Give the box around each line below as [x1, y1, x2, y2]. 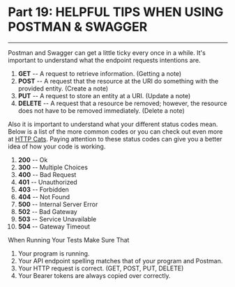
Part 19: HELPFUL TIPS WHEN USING [8, 4, 224, 20]
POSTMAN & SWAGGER [8, 19, 148, 35]
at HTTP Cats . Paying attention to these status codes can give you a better [8, 134, 222, 143]
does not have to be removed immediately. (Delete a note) [17, 106, 185, 115]
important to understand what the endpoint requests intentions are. [8, 56, 201, 64]
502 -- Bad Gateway [17, 207, 77, 216]
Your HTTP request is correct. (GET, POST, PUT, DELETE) [17, 264, 184, 272]
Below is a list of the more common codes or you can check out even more [8, 127, 223, 136]
